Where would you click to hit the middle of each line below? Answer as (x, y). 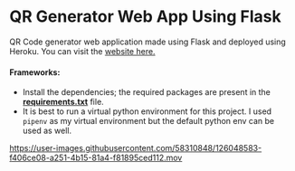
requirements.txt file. (63, 102)
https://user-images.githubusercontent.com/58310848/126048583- (136, 148)
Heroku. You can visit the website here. (82, 51)
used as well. (47, 131)
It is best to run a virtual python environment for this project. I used (147, 111)
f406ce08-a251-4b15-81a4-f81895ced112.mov (96, 158)
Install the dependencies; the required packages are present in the (147, 92)
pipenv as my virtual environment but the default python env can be (148, 121)
